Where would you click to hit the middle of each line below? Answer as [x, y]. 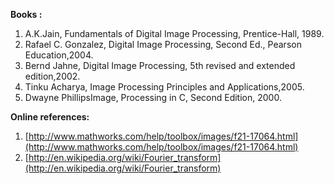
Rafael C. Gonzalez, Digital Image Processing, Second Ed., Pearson [163, 44]
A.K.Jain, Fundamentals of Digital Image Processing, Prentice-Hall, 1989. [174, 33]
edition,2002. [52, 76]
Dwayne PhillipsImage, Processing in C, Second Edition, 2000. [153, 97]
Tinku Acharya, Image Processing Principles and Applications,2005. [164, 87]
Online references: [50, 117]
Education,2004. [59, 55]
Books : [26, 14]
